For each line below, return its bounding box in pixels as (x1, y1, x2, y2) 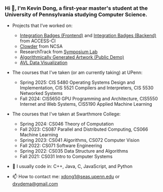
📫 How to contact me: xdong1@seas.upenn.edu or (12, 174, 120, 180)
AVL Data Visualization (19, 60, 67, 66)
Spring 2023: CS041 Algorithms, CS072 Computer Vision (19, 137, 140, 143)
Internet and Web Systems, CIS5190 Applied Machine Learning (19, 101, 152, 107)
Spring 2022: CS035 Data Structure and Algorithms (19, 148, 128, 154)
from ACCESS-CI (19, 38, 56, 44)
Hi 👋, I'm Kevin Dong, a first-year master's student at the (5, 5, 148, 12)
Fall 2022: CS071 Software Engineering (19, 142, 103, 149)
